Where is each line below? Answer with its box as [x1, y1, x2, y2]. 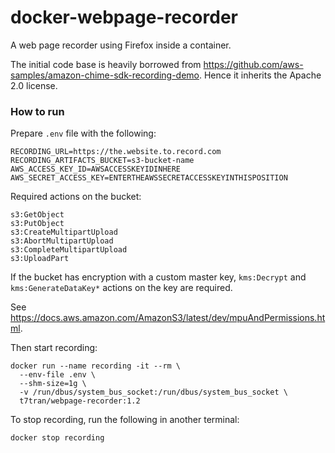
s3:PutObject [10, 219, 65, 229]
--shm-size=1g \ [19, 379, 87, 389]
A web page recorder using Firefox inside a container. [10, 39, 232, 51]
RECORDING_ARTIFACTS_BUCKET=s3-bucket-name [10, 156, 195, 166]
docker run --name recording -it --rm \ [10, 361, 182, 371]
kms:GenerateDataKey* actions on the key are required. [10, 282, 233, 294]
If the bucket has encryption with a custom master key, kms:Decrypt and [10, 271, 307, 283]
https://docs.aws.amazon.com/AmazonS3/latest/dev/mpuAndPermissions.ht [10, 312, 326, 324]
